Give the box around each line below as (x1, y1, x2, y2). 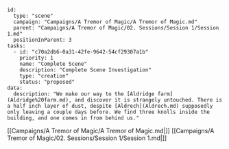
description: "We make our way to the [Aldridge (13, 91, 155, 98)
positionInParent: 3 (13, 36, 72, 43)
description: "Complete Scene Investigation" (19, 67, 152, 73)
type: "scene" (13, 12, 53, 19)
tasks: (7, 43, 26, 49)
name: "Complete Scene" (19, 60, 88, 67)
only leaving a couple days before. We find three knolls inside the (7, 108, 210, 115)
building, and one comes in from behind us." (7, 115, 139, 122)
